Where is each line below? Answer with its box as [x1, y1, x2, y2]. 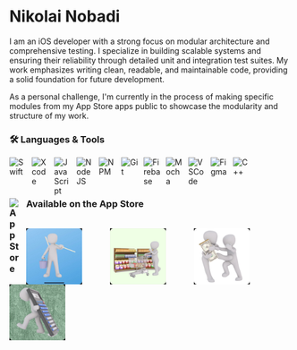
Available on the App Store [26, 198, 145, 210]
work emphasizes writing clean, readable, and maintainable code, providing [9, 64, 288, 75]
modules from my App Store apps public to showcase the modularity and [9, 100, 279, 111]
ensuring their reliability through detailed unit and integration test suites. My [9, 55, 289, 65]
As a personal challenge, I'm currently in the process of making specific [9, 91, 275, 102]
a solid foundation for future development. [9, 73, 165, 84]
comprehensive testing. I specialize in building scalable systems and [9, 45, 262, 55]
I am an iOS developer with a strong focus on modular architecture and [9, 36, 270, 47]
